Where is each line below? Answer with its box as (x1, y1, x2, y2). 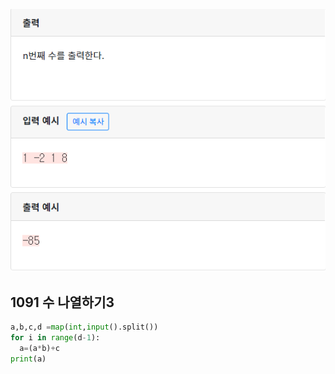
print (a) (10, 354, 47, 364)
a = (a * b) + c (19, 343, 60, 353)
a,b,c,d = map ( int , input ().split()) (10, 322, 159, 333)
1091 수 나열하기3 (10, 294, 115, 311)
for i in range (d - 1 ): (10, 332, 101, 343)
